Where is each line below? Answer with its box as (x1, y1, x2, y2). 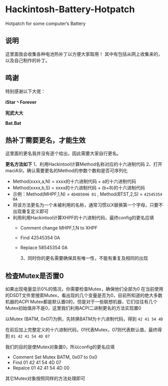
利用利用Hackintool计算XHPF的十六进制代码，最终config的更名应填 (12, 215, 154, 221)
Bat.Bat (5, 120, 21, 126)
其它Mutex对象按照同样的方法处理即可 (5, 375, 86, 381)
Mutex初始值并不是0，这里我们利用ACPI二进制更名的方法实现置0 (5, 305, 142, 311)
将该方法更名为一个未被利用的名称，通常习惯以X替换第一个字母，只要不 (12, 202, 163, 208)
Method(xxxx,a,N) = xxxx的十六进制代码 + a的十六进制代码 (12, 178, 136, 184)
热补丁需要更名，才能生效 (5, 136, 86, 145)
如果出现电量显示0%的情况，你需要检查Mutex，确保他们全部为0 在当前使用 (5, 286, 164, 292)
